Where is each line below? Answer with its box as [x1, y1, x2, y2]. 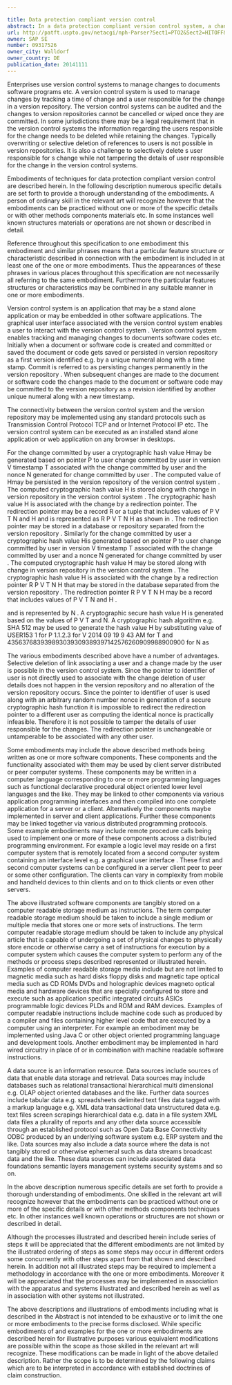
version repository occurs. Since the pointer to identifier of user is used [7, 688, 211, 696]
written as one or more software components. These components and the [7, 753, 217, 761]
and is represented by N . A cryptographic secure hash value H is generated [7, 608, 224, 617]
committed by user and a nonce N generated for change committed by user [7, 551, 222, 559]
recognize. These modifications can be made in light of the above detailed [7, 1349, 219, 1357]
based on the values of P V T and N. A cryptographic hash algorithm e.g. [7, 616, 214, 624]
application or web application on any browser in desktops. [7, 435, 175, 443]
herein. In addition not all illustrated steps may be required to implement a [7, 1262, 216, 1270]
